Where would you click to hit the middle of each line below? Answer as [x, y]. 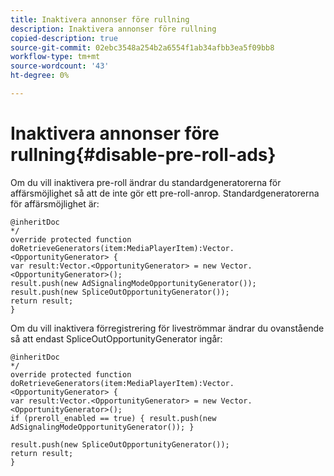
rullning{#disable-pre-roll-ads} [143, 155]
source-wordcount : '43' [60, 66]
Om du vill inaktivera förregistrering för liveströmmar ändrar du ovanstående [167, 328]
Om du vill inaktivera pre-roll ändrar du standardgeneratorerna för [146, 182]
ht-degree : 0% [40, 76]
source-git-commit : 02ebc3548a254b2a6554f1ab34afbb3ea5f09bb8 [142, 47]
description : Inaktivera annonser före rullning [113, 29]
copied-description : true [64, 38]
